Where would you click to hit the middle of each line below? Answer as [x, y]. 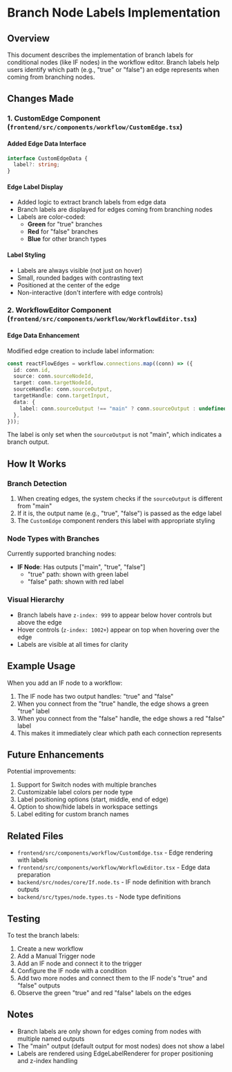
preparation [33, 875]
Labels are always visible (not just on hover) [80, 270]
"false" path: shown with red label [76, 582]
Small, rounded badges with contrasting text [80, 278]
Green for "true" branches [65, 224]
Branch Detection [37, 483]
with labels [32, 860]
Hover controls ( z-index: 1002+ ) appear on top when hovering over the [118, 629]
